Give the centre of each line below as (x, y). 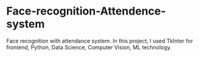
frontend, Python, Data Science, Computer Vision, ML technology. (89, 47)
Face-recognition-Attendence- (86, 11)
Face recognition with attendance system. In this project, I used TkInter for (100, 41)
